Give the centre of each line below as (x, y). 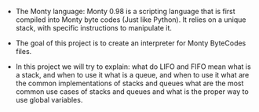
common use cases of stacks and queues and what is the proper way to (132, 92)
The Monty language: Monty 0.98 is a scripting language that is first (125, 11)
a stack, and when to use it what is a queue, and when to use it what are (132, 75)
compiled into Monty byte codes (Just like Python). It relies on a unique (131, 20)
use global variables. (49, 100)
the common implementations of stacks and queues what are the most (129, 83)
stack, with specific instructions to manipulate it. (94, 28)
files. (24, 51)
